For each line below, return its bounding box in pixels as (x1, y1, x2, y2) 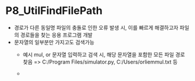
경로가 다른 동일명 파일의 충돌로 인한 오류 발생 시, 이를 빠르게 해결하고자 (14, 24, 179, 31)
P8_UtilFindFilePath (5, 4, 103, 17)
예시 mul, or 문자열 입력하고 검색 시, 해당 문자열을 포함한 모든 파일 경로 (22, 51, 186, 58)
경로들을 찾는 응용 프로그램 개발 (20, 31, 93, 38)
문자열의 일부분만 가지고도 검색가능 (14, 38, 95, 45)
